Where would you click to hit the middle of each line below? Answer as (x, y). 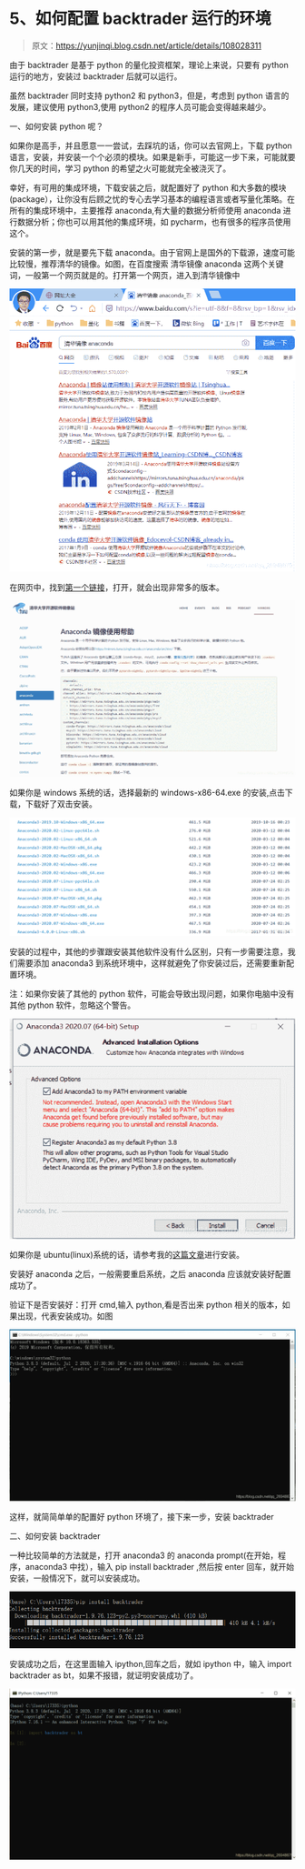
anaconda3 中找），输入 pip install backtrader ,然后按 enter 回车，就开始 (160, 1567)
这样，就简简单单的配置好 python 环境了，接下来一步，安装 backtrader (142, 1517)
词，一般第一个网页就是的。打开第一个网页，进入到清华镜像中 (125, 275)
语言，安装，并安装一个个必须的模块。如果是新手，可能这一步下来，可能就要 (152, 156)
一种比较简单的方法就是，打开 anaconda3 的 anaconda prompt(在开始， (144, 1555)
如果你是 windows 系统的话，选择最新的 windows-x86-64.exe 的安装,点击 (148, 793)
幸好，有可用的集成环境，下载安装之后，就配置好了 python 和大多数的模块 (148, 187)
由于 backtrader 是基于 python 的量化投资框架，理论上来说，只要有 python (149, 65)
